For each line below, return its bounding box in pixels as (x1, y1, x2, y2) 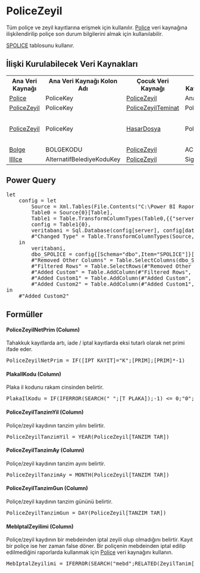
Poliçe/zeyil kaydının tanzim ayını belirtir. (6, 460, 106, 467)
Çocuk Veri (136, 76, 169, 85)
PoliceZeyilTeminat (126, 103, 180, 111)
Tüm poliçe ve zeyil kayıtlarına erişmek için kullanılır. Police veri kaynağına (6, 24, 187, 31)
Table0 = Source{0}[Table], (31, 209, 113, 216)
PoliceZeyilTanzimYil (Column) (6, 408, 84, 416)
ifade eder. (6, 346, 33, 353)
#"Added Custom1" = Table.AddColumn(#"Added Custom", (31, 274, 192, 281)
